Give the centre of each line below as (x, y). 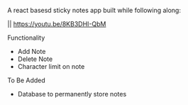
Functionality (26, 38)
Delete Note (35, 59)
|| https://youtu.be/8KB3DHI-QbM (57, 24)
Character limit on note (51, 66)
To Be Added (27, 80)
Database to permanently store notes (72, 94)
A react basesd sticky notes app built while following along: (94, 10)
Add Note (32, 51)
